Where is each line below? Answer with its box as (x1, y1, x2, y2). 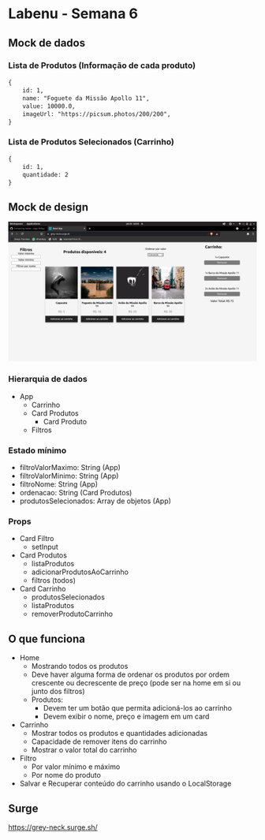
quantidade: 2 (22, 171, 69, 179)
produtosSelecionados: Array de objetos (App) (19, 496, 172, 506)
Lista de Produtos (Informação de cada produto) (8, 60, 196, 71)
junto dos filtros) (31, 687, 85, 696)
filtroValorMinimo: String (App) (19, 471, 119, 481)
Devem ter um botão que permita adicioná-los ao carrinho (43, 704, 233, 713)
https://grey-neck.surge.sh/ (8, 823, 99, 832)
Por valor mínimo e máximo (31, 762, 121, 771)
